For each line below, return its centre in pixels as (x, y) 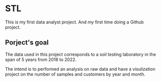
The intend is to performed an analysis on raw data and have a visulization (80, 69)
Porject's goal (27, 43)
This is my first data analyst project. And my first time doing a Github (74, 22)
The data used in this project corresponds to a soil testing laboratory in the (80, 54)
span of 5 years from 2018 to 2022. (41, 60)
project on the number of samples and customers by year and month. (75, 74)
